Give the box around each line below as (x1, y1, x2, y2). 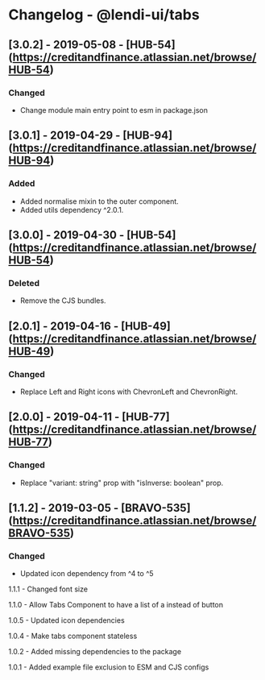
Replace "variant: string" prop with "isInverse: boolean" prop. (19, 478, 224, 487)
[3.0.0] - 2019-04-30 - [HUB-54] (8, 228, 176, 242)
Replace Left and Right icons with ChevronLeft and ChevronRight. (19, 387, 238, 396)
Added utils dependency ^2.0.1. (19, 205, 124, 214)
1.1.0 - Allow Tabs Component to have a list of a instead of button (8, 600, 224, 610)
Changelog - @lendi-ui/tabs (8, 6, 200, 24)
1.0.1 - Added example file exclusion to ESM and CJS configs (8, 662, 209, 672)
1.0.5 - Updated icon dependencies (8, 616, 125, 625)
